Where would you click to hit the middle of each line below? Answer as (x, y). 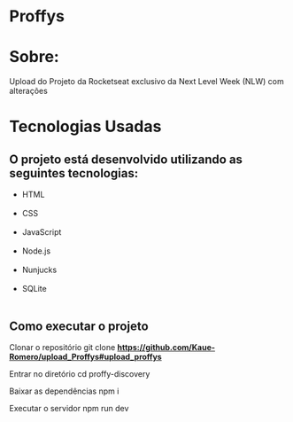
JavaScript (42, 232)
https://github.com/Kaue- (166, 347)
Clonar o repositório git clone (62, 347)
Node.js (36, 251)
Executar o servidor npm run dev (69, 408)
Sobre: (34, 57)
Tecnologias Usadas (85, 127)
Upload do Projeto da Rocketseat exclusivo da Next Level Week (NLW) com (147, 82)
